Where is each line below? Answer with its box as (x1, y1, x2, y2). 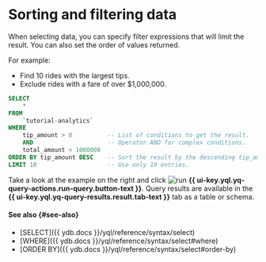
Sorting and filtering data (8, 6, 177, 24)
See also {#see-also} (8, 210, 79, 219)
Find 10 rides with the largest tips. (19, 70, 131, 80)
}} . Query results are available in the (135, 184, 253, 193)
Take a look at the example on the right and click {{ (8, 175, 196, 184)
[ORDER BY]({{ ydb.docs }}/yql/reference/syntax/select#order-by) (19, 244, 237, 254)
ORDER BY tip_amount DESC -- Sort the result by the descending (8, 153, 236, 161)
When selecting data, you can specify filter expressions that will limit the (8, 32, 245, 41)
